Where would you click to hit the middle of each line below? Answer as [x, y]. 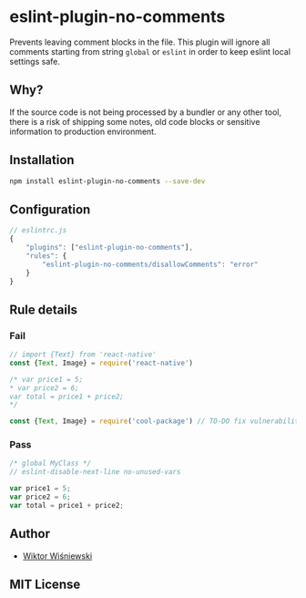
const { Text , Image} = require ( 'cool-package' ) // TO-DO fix [128, 421]
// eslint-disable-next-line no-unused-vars [95, 472]
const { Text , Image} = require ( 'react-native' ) [102, 363]
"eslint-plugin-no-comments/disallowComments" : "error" [150, 264]
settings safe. [35, 61]
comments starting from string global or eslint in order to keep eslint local [150, 51]
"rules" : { [46, 256]
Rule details [43, 309]
